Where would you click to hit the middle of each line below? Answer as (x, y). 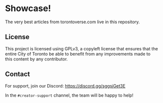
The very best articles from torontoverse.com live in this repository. (72, 22)
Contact (18, 74)
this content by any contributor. (36, 59)
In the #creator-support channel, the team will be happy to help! (69, 95)
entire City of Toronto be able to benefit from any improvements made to (78, 54)
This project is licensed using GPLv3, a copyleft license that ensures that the (81, 48)
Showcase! (28, 8)
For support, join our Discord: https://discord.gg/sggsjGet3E (65, 86)
